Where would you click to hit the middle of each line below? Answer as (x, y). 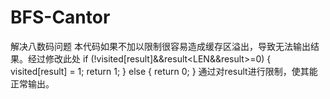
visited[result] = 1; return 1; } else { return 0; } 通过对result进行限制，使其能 (164, 71)
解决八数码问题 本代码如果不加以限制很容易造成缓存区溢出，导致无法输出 (160, 46)
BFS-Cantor (60, 17)
